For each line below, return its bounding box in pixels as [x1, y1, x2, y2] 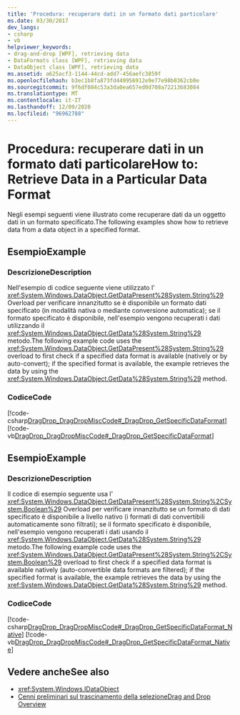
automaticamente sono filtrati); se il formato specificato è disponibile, [7, 520, 212, 529]
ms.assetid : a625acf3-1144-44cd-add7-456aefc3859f [7, 70, 161, 77]
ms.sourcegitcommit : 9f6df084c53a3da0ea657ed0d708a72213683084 [7, 84, 200, 91]
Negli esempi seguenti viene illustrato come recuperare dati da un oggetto [7, 210, 226, 219]
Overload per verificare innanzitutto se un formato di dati [63, 505, 231, 514]
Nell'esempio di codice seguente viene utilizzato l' [7, 284, 156, 292]
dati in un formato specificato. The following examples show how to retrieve [7, 217, 229, 226]
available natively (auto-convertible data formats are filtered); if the [7, 566, 205, 574]
